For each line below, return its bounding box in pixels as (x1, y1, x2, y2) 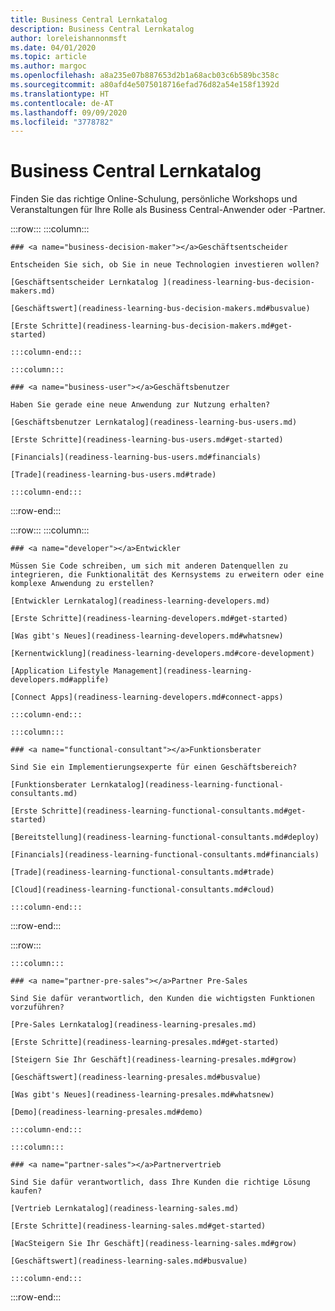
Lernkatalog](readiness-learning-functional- (90, 780, 284, 790)
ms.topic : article (10, 52, 87, 62)
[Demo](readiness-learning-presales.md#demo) (10, 1107, 203, 1118)
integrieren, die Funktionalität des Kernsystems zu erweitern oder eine (10, 570, 325, 580)
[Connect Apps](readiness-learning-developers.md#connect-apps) (10, 692, 284, 703)
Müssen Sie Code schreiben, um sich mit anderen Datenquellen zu (10, 561, 288, 571)
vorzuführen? (10, 1002, 65, 1013)
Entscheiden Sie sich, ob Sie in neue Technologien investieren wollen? (10, 260, 320, 270)
